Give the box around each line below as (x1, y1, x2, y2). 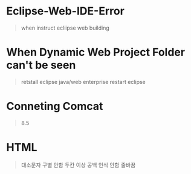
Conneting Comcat (6, 100, 103, 113)
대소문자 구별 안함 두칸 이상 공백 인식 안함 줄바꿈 (21, 161, 136, 169)
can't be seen (6, 59, 76, 72)
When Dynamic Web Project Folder (6, 45, 186, 59)
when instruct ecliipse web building (21, 24, 110, 31)
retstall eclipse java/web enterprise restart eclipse (21, 78, 146, 85)
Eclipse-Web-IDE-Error (6, 4, 125, 18)
